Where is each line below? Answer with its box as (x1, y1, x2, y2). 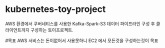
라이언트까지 (5, 26, 30, 33)
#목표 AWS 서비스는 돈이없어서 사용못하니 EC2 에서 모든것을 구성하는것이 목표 (5, 37, 158, 43)
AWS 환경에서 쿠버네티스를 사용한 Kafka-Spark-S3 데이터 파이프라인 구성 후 (5, 20, 155, 26)
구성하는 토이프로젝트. (30, 26, 73, 33)
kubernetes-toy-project (5, 3, 106, 15)
